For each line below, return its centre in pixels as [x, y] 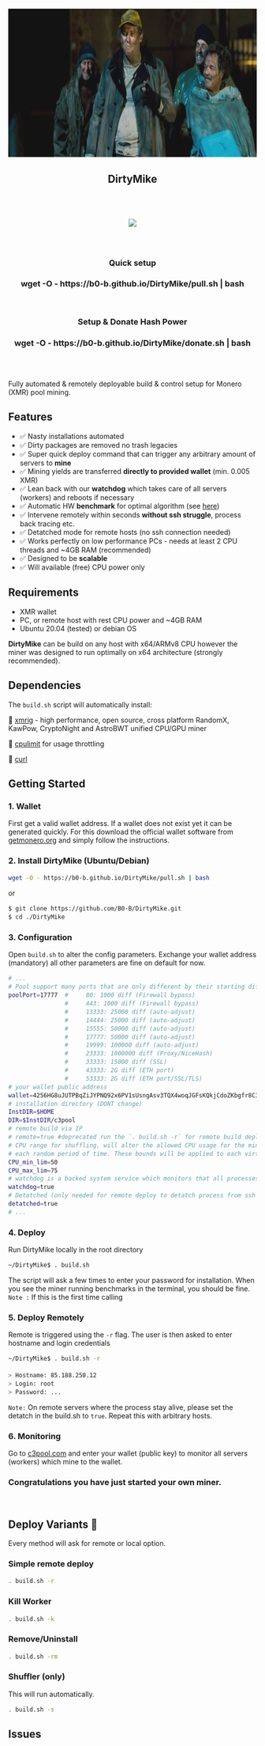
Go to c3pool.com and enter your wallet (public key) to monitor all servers [128, 1453]
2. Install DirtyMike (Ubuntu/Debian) [79, 861]
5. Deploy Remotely [46, 1317]
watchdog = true [32, 1187]
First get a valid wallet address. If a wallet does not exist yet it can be [120, 824]
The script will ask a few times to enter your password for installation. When [131, 1280]
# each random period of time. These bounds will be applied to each [125, 1153]
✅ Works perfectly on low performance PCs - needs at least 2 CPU [129, 541]
